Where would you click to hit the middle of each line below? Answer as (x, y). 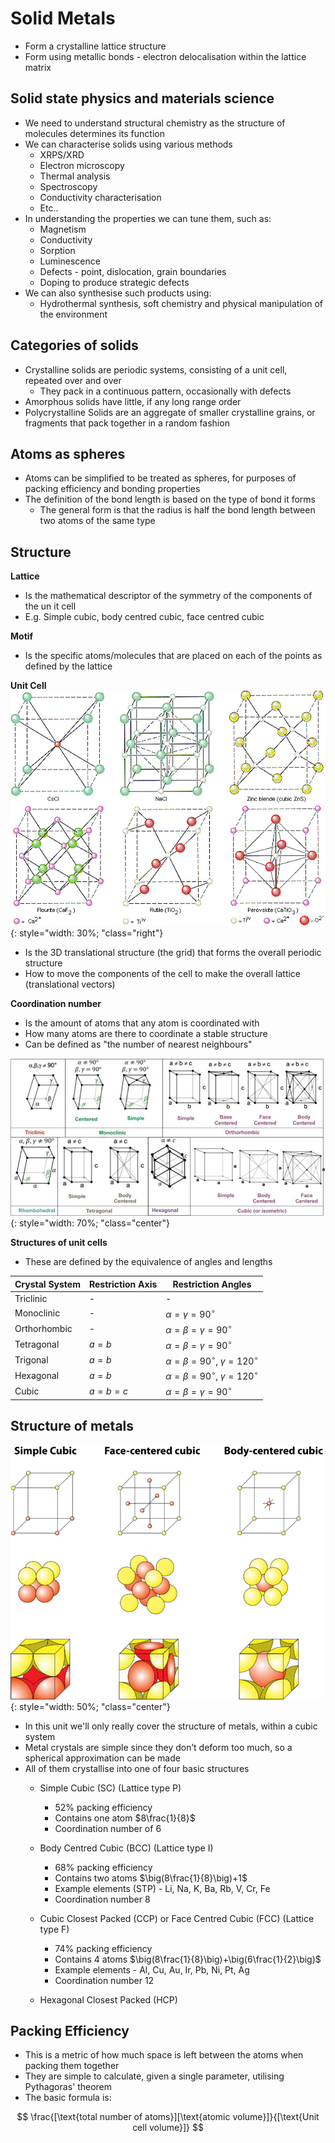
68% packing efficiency (103, 1867)
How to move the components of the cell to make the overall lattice (163, 974)
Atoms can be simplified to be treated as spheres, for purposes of (160, 478)
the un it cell (50, 606)
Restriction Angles (212, 1284)
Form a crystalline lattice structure (95, 46)
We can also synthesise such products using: (118, 293)
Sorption (57, 250)
